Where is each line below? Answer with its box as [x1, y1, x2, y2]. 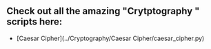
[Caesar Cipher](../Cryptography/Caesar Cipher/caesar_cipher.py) [16, 34, 205, 42]
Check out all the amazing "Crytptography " [6, 5, 200, 17]
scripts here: [6, 16, 63, 28]
